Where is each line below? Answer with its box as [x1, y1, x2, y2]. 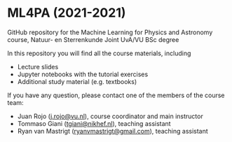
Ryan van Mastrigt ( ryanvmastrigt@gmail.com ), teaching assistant [17, 127, 208, 135]
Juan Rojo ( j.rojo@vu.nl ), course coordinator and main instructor [17, 112, 203, 120]
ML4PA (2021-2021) [7, 5, 126, 21]
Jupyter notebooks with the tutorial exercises [17, 70, 149, 78]
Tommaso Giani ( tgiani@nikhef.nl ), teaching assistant [17, 119, 171, 127]
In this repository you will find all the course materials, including [7, 49, 191, 57]
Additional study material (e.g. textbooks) [17, 77, 137, 85]
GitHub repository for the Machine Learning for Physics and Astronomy [7, 28, 213, 36]
